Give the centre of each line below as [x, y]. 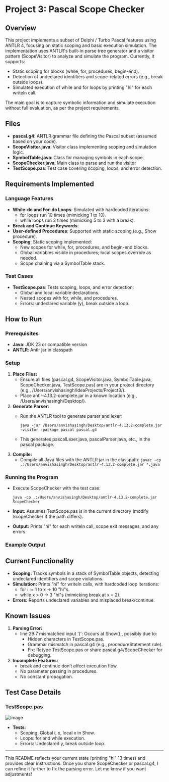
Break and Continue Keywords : [46, 225]
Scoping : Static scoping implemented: [52, 241]
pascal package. [37, 444]
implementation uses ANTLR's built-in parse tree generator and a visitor [80, 51]
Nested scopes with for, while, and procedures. [69, 298]
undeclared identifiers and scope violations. [58, 578]
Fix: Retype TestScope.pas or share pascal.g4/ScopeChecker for [95, 650]
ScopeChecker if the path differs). [48, 517]
